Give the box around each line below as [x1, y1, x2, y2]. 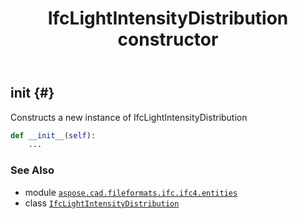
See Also [10, 163, 55, 177]
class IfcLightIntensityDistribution [24, 197, 180, 209]
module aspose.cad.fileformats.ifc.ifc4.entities [24, 186, 238, 198]
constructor [117, 28, 219, 51]
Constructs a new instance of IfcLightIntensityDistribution [10, 111, 248, 123]
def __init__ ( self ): [10, 130, 97, 141]
